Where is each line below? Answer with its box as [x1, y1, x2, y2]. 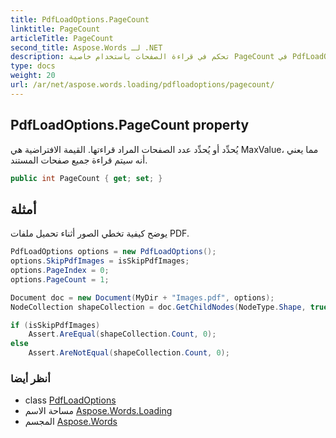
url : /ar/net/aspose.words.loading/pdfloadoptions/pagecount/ [10, 80, 275, 90]
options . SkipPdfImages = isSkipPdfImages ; [10, 256, 190, 266]
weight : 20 [10, 71, 56, 81]
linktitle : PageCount [10, 24, 101, 34]
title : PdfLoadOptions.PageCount [10, 14, 150, 25]
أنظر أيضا [10, 371, 51, 385]
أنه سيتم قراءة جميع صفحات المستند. [10, 154, 148, 166]
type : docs [10, 61, 56, 71]
